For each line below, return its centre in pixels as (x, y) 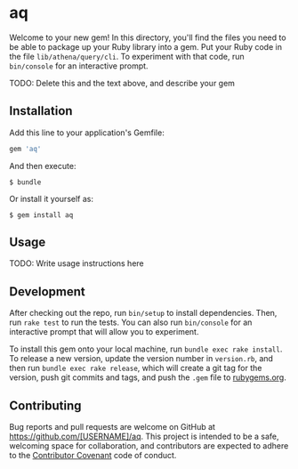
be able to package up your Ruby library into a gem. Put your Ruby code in (146, 46)
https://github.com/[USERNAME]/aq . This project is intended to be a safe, (144, 437)
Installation (41, 111)
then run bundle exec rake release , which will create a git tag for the (136, 368)
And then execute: (43, 166)
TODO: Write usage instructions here (77, 263)
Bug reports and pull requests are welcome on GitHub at (113, 427)
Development (48, 291)
